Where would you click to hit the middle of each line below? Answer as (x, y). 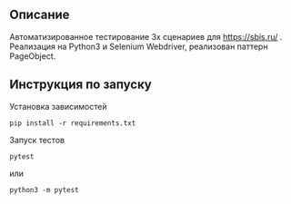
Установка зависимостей (58, 106)
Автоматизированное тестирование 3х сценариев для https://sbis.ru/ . (146, 36)
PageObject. (33, 56)
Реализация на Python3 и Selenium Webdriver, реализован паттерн (139, 46)
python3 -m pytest (44, 189)
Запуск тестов (37, 140)
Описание (40, 15)
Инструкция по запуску (80, 85)
